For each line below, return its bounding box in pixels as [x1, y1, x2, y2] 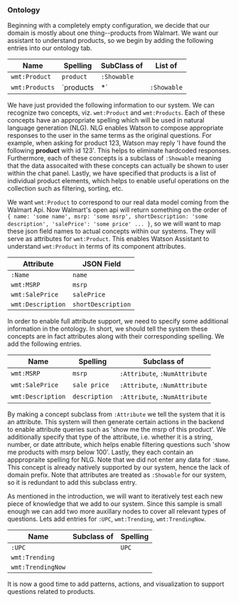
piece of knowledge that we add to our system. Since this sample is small [7, 500, 222, 508]
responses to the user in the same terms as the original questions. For [7, 131, 212, 140]
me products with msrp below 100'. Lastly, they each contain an [7, 448, 194, 457]
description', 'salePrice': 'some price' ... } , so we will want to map [7, 220, 222, 228]
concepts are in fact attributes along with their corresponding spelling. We [7, 332, 225, 341]
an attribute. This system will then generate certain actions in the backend [7, 418, 225, 426]
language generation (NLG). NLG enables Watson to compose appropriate [7, 123, 224, 133]
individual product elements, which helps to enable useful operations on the [7, 177, 229, 185]
